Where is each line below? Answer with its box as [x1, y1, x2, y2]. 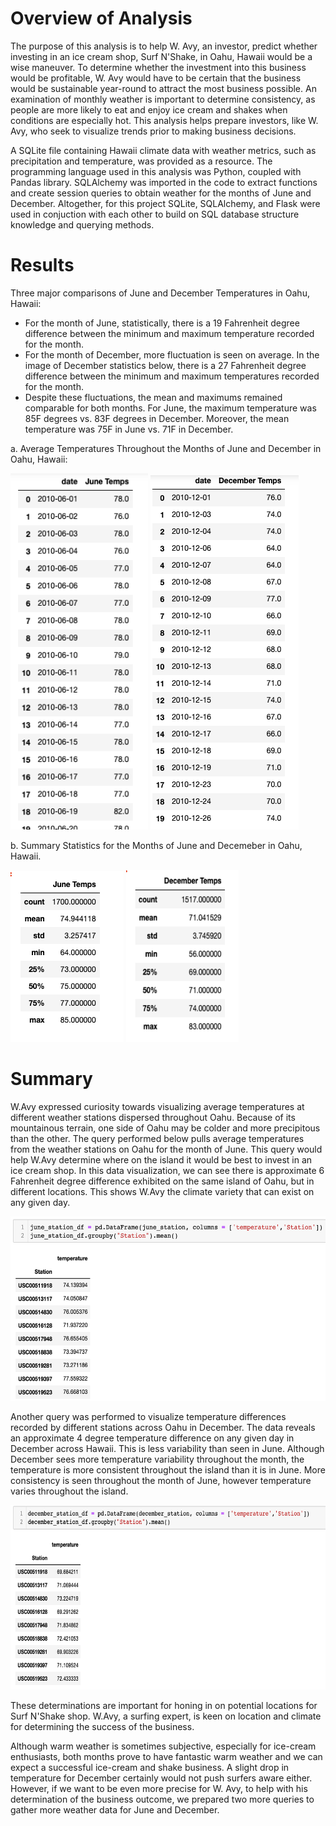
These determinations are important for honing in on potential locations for [10, 1699, 318, 1711]
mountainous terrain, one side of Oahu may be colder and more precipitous [10, 1122, 321, 1134]
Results [10, 254, 75, 277]
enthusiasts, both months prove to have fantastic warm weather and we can [10, 1750, 323, 1762]
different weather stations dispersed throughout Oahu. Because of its [10, 1111, 296, 1123]
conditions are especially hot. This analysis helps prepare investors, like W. [10, 114, 319, 126]
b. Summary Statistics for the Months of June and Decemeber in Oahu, [10, 839, 303, 851]
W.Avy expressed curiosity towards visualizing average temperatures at [10, 1100, 305, 1112]
